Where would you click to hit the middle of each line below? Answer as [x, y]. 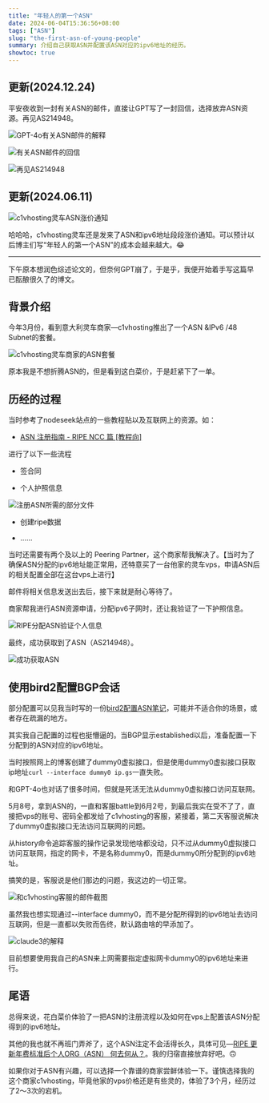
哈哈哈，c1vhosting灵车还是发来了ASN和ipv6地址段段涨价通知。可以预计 [128, 235]
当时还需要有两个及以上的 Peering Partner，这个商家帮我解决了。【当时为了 [132, 555]
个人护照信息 [41, 488]
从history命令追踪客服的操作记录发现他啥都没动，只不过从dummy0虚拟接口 [132, 843]
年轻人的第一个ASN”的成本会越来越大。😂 [116, 244]
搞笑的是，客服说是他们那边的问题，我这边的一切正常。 [99, 880]
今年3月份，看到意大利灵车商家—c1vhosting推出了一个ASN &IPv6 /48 [123, 327]
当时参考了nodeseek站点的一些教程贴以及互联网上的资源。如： [112, 420]
